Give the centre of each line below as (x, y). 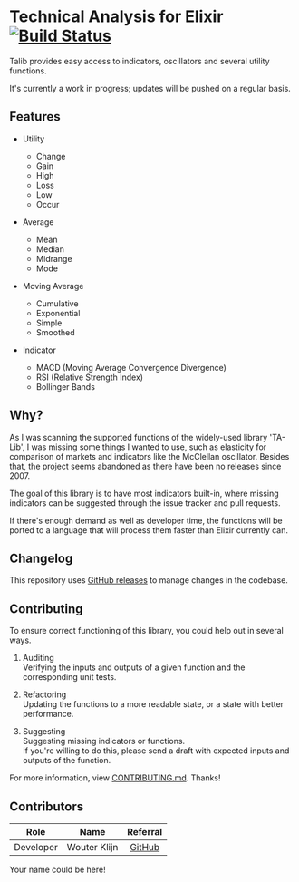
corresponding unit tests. (69, 677)
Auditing (38, 658)
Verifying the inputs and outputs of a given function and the (134, 667)
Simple (49, 323)
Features (35, 116)
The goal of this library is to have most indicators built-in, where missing (144, 493)
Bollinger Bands (65, 386)
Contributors (47, 806)
